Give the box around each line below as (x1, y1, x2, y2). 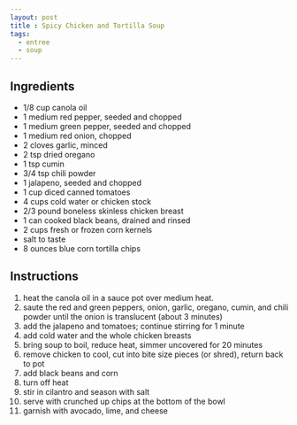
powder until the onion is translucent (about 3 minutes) (22, 311, 224, 321)
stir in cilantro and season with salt (22, 386, 150, 397)
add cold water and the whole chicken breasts (22, 329, 192, 341)
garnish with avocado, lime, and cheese (22, 405, 169, 416)
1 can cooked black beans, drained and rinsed (22, 214, 191, 226)
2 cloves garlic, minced (22, 139, 109, 151)
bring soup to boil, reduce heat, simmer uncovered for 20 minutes (22, 339, 263, 350)
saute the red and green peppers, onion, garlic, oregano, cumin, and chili (22, 302, 289, 313)
